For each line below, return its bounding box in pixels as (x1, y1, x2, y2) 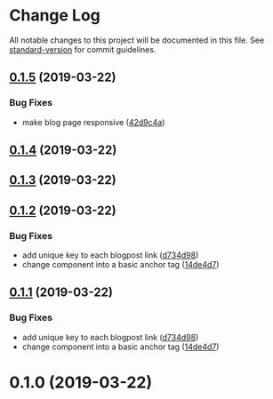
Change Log (9, 5, 100, 26)
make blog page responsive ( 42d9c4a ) (21, 116, 165, 127)
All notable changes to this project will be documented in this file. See (9, 35, 265, 45)
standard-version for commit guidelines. (9, 44, 157, 54)
